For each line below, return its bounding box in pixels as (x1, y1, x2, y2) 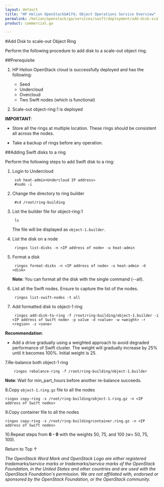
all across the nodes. (12, 130, 55, 137)
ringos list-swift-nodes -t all (14, 295, 81, 300)
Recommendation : (5, 330, 43, 336)
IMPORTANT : (5, 116, 33, 122)
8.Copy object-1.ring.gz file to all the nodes (5, 387, 95, 393)
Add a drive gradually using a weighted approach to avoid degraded (12, 340, 149, 345)
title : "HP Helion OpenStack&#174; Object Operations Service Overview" (5, 12, 156, 17)
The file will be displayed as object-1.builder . (12, 226, 106, 232)
